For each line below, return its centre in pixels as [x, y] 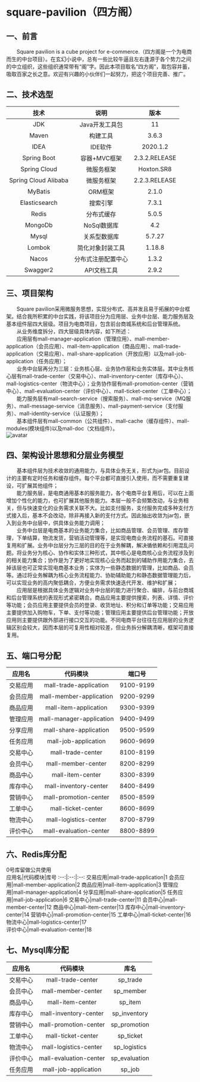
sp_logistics [130, 1047]
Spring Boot [39, 158]
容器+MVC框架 [101, 158]
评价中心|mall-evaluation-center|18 [49, 930]
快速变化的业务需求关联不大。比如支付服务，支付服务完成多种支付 [107, 508]
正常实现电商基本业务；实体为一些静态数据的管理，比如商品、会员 [113, 568]
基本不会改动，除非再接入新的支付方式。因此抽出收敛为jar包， [108, 516]
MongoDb [39, 225]
